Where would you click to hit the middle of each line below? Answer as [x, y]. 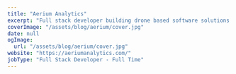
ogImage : [20, 40]
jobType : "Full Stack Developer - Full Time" [75, 60]
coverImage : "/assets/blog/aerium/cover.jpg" [75, 27]
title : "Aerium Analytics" [47, 14]
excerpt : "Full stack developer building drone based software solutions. [120, 20]
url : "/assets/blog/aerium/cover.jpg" [71, 47]
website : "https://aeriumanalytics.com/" [69, 54]
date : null [23, 33]
